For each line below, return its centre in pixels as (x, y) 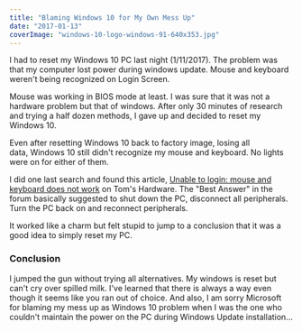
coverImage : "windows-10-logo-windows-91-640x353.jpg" (114, 34)
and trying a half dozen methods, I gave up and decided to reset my (135, 116)
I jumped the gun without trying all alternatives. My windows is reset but (143, 278)
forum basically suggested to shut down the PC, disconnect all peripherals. (149, 198)
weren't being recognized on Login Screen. (90, 79)
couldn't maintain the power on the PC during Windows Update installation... (151, 317)
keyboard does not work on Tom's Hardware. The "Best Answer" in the (141, 189)
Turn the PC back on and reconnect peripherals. (99, 208)
